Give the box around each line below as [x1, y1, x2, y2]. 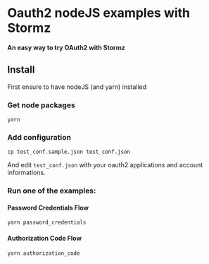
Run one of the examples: [7, 186, 96, 196]
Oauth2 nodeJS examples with [7, 5, 191, 21]
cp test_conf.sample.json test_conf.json [7, 148, 131, 156]
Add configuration [7, 132, 72, 142]
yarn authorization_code [7, 249, 80, 257]
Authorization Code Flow [7, 234, 82, 243]
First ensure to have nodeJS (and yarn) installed [7, 83, 147, 91]
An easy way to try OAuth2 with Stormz [7, 43, 125, 52]
